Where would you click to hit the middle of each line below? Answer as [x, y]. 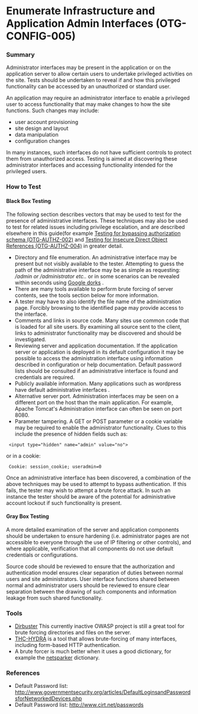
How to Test [24, 187]
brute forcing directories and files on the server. [73, 633]
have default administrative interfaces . [62, 389]
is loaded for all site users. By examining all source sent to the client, [98, 326]
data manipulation [37, 135]
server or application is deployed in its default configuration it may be [99, 352]
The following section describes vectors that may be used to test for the [94, 214]
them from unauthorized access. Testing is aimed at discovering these [92, 159]
